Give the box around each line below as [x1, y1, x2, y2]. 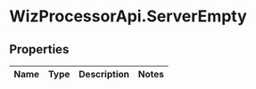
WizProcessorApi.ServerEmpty [9, 6, 247, 27]
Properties [9, 42, 70, 57]
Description [78, 69, 129, 80]
